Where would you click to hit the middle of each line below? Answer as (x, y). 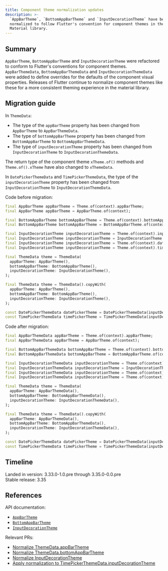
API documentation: (25, 507)
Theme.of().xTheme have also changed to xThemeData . (59, 167)
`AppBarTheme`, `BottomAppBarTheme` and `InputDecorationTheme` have (83, 19)
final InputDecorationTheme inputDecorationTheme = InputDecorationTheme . (85, 239)
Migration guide (30, 103)
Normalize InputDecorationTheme (47, 558)
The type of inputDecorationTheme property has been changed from (82, 147)
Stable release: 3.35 (26, 480)
